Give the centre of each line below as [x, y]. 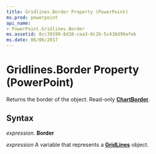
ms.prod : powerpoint [32, 18]
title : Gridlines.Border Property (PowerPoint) [67, 12]
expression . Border [30, 133]
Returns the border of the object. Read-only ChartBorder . [78, 99]
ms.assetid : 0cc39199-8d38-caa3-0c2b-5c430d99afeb [71, 34]
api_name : [19, 23]
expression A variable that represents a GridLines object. [78, 144]
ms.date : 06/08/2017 [32, 40]
